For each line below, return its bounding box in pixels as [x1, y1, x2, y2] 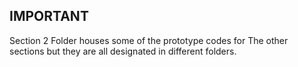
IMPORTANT [9, 8, 89, 25]
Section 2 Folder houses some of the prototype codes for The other [9, 34, 289, 46]
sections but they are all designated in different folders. [9, 45, 237, 57]
